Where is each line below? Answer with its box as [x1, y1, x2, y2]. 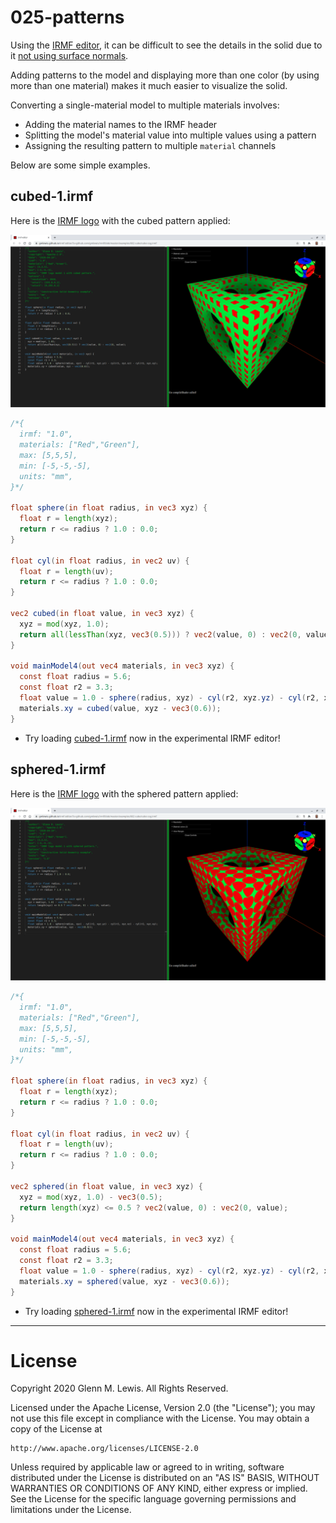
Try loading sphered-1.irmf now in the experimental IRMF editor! [24, 1305, 289, 1317]
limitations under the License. [10, 1504, 132, 1516]
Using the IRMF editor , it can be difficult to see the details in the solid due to [10, 39, 323, 51]
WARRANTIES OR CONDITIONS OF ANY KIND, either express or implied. [10, 1482, 308, 1495]
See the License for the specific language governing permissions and [10, 1493, 297, 1505]
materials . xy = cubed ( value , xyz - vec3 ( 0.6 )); [19, 703, 222, 713]
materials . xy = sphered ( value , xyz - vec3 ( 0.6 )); [19, 1276, 230, 1286]
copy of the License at [10, 1423, 103, 1435]
